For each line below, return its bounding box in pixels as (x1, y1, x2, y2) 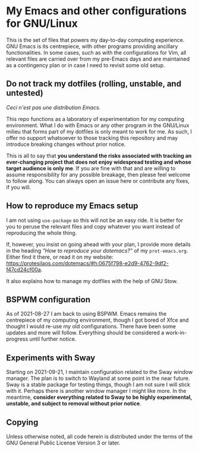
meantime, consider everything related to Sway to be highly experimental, (6, 393, 192, 401)
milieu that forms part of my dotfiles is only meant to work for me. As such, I (6, 128, 192, 135)
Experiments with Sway (6, 352, 96, 363)
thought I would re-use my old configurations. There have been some (6, 323, 176, 330)
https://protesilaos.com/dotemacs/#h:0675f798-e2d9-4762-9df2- (6, 259, 169, 266)
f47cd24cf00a (6, 266, 42, 273)
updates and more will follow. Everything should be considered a (6, 329, 165, 336)
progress (6, 335, 29, 342)
